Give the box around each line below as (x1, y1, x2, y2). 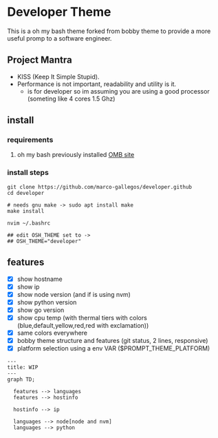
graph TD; (7, 376, 36, 383)
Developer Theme (7, 4, 111, 20)
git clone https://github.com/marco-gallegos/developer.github (7, 183, 193, 190)
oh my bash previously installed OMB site (17, 151, 135, 159)
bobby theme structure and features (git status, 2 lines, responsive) (17, 336, 208, 344)
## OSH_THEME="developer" (7, 238, 81, 244)
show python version (17, 298, 77, 306)
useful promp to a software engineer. (7, 34, 112, 42)
